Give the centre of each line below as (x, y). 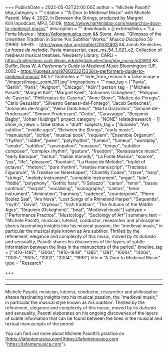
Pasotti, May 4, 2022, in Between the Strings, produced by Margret (74, 18)
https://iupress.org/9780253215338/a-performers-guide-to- (83, 71)
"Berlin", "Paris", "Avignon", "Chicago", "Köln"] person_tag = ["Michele (77, 87)
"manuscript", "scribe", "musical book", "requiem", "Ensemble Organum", (80, 135)
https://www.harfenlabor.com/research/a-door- (112, 23)
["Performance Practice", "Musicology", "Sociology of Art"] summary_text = (83, 215)
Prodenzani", (18, 114)
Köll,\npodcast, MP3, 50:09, (34, 23)
